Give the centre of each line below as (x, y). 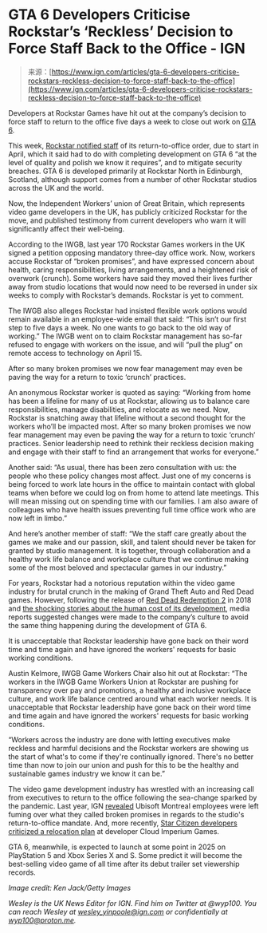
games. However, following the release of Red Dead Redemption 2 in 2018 (130, 599)
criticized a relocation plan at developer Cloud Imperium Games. (114, 831)
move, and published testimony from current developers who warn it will (127, 220)
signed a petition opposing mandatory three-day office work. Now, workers (132, 252)
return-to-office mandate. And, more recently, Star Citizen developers (123, 823)
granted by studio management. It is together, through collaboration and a (130, 550)
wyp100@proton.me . (42, 920)
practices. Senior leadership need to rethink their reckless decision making (131, 443)
